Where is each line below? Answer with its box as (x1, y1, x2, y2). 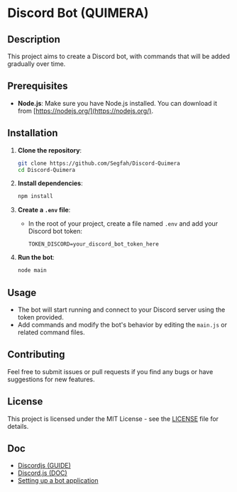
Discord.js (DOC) (17, 469, 67, 477)
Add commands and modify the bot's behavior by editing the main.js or (17, 320, 227, 329)
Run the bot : (17, 253, 55, 262)
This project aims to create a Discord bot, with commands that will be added (7, 52, 231, 60)
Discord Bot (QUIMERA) (7, 5, 149, 21)
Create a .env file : (17, 206, 71, 214)
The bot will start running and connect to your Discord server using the (17, 305, 226, 314)
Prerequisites (7, 80, 68, 92)
